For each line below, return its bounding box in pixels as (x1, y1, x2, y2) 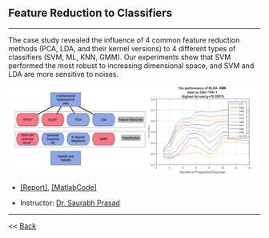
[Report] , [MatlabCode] (19, 183, 98, 192)
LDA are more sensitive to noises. (8, 69, 119, 79)
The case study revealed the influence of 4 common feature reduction (8, 35, 240, 45)
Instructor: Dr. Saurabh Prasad (19, 198, 120, 208)
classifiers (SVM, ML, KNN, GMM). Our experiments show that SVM (8, 52, 231, 62)
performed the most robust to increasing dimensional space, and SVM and (8, 60, 255, 71)
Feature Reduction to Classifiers (8, 6, 172, 20)
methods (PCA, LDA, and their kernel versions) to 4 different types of (8, 43, 236, 53)
